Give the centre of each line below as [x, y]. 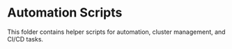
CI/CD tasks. [25, 39]
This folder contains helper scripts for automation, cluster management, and [116, 32]
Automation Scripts [65, 13]
